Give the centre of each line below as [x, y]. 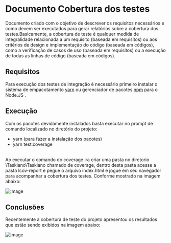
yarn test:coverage [32, 144]
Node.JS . [16, 95]
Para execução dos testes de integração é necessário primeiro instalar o [81, 84]
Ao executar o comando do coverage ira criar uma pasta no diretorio [77, 160]
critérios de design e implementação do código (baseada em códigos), [80, 45]
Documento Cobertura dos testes [78, 9]
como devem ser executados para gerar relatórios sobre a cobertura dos [82, 28]
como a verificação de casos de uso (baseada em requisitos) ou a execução [86, 50]
